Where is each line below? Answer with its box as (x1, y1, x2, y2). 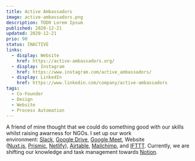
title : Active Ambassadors (6, 8, 73, 15)
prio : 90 (6, 36, 28, 42)
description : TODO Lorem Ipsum (6, 19, 83, 25)
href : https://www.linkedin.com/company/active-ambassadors (17, 80, 168, 86)
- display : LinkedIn (11, 74, 62, 80)
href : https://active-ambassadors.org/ (17, 58, 115, 64)
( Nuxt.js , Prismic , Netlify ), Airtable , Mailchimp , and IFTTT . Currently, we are (6, 142, 190, 149)
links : (6, 47, 22, 53)
